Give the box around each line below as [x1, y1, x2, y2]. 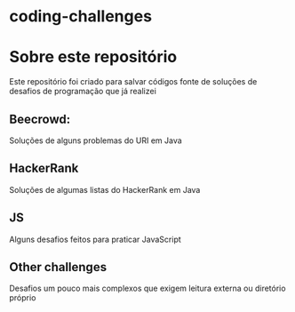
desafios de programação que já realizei [9, 86, 157, 97]
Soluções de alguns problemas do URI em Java [9, 135, 182, 146]
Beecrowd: [9, 111, 71, 126]
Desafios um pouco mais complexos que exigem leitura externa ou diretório [9, 283, 286, 294]
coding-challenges [9, 6, 153, 27]
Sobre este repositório [9, 47, 178, 68]
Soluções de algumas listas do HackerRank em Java [9, 184, 201, 195]
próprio [9, 292, 36, 303]
